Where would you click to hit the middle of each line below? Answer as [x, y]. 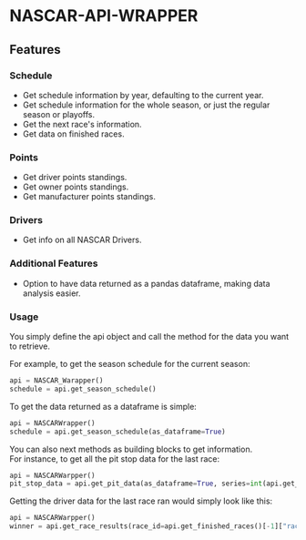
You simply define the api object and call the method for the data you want [149, 337]
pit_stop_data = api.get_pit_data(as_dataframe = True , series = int [136, 484]
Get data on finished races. [73, 134]
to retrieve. [30, 346]
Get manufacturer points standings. [89, 197]
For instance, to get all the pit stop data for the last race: [115, 458]
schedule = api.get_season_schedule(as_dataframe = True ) [117, 432]
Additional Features [54, 263]
